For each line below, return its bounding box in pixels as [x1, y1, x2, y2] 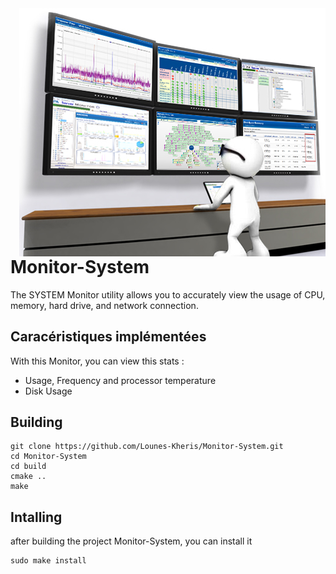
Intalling [10, 508, 63, 526]
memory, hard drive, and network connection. [10, 299, 199, 311]
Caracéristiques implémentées [10, 328, 207, 346]
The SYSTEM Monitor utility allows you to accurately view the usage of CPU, [10, 288, 326, 301]
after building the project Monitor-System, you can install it [10, 535, 253, 547]
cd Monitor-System [10, 452, 87, 462]
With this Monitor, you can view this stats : [10, 355, 185, 367]
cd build [10, 462, 47, 472]
